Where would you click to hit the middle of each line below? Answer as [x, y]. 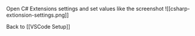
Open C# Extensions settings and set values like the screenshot [85, 9]
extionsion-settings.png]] [37, 15]
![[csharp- [177, 9]
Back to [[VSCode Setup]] [38, 27]
